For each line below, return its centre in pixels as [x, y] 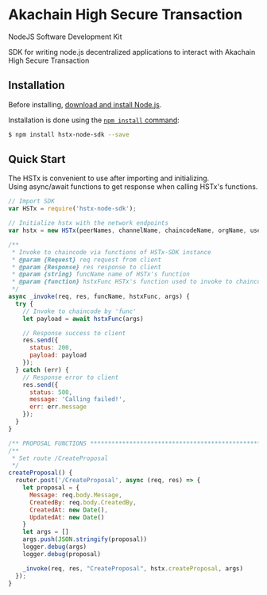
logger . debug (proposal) [62, 554]
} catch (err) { [42, 370]
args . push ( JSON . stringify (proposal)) [85, 539]
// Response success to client [74, 333]
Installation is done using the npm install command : [94, 120]
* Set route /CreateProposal [60, 458]
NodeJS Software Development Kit [65, 37]
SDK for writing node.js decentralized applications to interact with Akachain [132, 52]
